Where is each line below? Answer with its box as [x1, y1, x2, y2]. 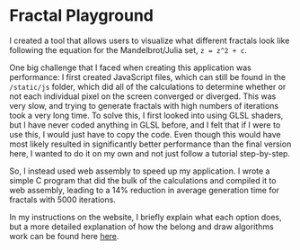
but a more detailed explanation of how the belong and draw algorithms [9, 221, 274, 232]
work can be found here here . [9, 230, 119, 241]
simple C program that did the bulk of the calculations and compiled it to [9, 174, 277, 185]
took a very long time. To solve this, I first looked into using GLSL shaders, [9, 110, 284, 121]
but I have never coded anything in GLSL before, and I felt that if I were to [9, 119, 281, 130]
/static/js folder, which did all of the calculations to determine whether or [9, 81, 287, 92]
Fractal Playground [9, 5, 154, 26]
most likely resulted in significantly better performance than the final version [9, 138, 292, 149]
